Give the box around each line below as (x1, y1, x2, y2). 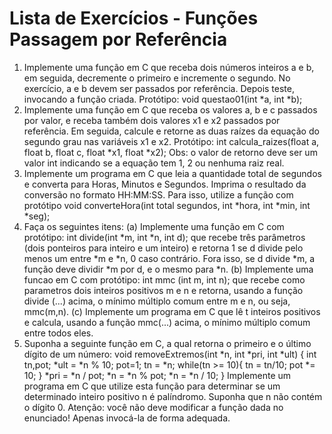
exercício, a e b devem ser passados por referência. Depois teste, (23, 82, 295, 94)
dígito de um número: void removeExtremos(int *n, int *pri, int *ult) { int (23, 348, 317, 360)
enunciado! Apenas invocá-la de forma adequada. (23, 412, 231, 424)
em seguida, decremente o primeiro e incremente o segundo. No (23, 72, 291, 84)
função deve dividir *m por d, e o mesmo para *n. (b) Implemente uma (23, 263, 314, 275)
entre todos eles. (23, 327, 94, 339)
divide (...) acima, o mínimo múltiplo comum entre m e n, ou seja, (23, 295, 291, 307)
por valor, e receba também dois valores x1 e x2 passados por (23, 114, 281, 126)
